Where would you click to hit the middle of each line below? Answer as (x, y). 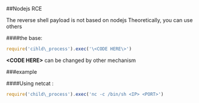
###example (22, 71)
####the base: (24, 38)
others (14, 26)
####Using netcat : (30, 83)
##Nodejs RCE (24, 9)
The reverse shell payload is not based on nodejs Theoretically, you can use (99, 20)
